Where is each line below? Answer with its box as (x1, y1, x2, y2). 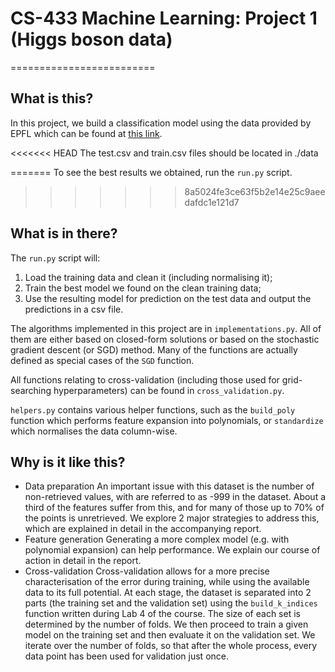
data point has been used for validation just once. (24, 650, 229, 662)
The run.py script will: (10, 252, 101, 264)
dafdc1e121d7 (184, 196, 240, 208)
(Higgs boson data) (10, 28, 173, 51)
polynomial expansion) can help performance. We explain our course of (24, 544, 321, 556)
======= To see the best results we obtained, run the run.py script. (10, 166, 293, 178)
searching (10, 384, 52, 396)
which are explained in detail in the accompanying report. (24, 523, 262, 535)
